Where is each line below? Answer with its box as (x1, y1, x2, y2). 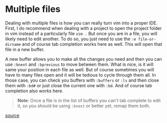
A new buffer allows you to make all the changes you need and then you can (5, 56, 162, 62)
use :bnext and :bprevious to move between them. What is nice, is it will (5, 61, 154, 67)
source (5, 112, 20, 118)
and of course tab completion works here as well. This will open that (22, 41, 163, 47)
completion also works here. (5, 88, 64, 94)
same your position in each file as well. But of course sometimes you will (5, 66, 155, 73)
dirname (5, 42, 21, 47)
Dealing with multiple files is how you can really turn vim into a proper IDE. (5, 20, 158, 26)
